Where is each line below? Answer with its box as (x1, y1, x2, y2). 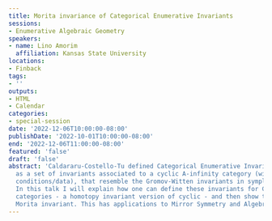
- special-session (8, 117, 70, 125)
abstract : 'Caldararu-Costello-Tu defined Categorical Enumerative (8, 163, 241, 171)
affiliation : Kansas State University (15, 49, 147, 57)
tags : (8, 72, 27, 80)
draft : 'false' (8, 155, 60, 163)
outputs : (8, 87, 38, 96)
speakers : (8, 34, 42, 43)
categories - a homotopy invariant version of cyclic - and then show (15, 192, 259, 201)
